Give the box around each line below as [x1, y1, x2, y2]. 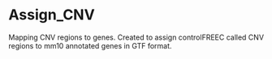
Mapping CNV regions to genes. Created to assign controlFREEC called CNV [8, 32, 265, 42]
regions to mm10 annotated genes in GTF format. [8, 40, 172, 50]
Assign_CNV [8, 6, 95, 24]
